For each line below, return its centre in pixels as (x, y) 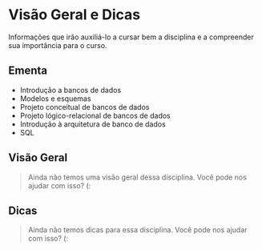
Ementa (28, 71)
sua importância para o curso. (58, 45)
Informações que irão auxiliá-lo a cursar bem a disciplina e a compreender (131, 37)
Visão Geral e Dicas (75, 15)
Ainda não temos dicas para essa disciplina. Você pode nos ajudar (137, 230)
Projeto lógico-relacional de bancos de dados (95, 115)
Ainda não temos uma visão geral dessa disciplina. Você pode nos (137, 177)
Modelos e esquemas (55, 99)
